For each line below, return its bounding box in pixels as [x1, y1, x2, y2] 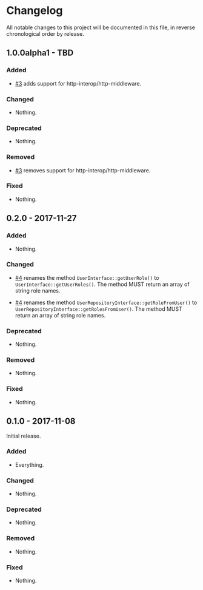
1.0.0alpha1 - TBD [6, 48, 74, 58]
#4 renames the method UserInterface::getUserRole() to [15, 274, 159, 281]
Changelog [6, 4, 63, 18]
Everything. [15, 461, 44, 468]
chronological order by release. [6, 30, 85, 37]
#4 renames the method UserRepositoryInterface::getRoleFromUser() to [15, 299, 198, 306]
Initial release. [6, 432, 41, 439]
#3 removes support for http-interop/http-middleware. [15, 166, 151, 174]
